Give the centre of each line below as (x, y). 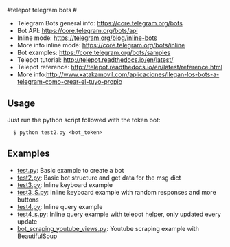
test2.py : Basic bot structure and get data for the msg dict (99, 178)
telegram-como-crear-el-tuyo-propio (69, 82)
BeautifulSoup (37, 236)
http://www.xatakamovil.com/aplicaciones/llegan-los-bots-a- (133, 74)
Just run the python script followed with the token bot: (84, 120)
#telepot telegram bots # (42, 10)
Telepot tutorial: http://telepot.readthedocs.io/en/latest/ (95, 60)
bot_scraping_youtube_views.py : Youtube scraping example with (108, 228)
